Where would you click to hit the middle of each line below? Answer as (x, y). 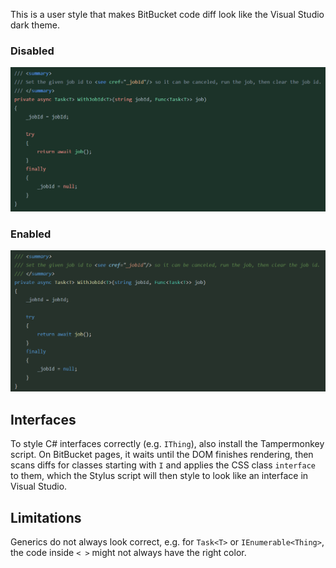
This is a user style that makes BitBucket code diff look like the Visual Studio (167, 14)
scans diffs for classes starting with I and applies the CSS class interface (163, 465)
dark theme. (35, 25)
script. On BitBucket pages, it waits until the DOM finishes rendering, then (162, 455)
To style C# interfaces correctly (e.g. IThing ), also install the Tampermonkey (167, 444)
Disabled (32, 51)
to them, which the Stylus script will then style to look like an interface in (159, 476)
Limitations (46, 517)
